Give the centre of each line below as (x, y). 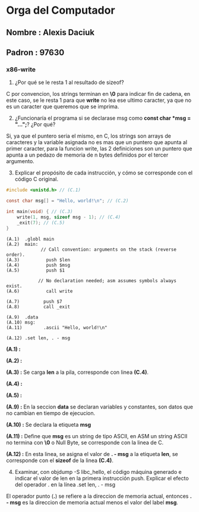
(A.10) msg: (21, 322)
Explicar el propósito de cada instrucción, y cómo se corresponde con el (104, 173)
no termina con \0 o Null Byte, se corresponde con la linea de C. (85, 442)
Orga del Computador (61, 10)
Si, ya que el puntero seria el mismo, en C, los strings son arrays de (89, 136)
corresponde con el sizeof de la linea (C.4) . (60, 460)
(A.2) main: (22, 244)
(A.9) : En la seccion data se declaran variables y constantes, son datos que (99, 407)
